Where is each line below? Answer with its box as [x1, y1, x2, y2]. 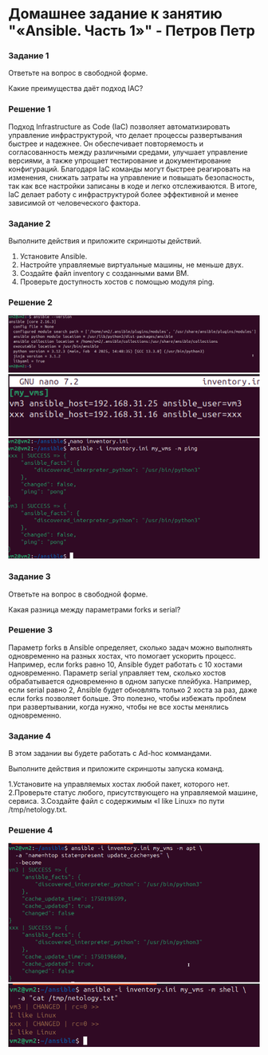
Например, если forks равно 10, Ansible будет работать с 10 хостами [8, 659, 243, 669]
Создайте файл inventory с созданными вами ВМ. [19, 269, 190, 278]
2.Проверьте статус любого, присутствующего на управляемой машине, [8, 788, 258, 797]
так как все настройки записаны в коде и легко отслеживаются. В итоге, [8, 181, 258, 191]
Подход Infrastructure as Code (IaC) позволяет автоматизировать [8, 121, 231, 132]
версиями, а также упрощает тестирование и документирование [8, 155, 231, 165]
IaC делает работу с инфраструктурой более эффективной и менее [8, 189, 239, 199]
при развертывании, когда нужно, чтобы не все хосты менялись [8, 702, 229, 711]
